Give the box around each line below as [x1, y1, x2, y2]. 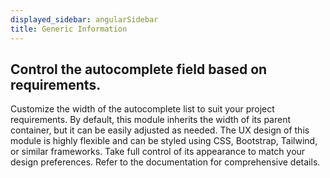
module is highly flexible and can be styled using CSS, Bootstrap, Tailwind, [10, 135, 318, 147]
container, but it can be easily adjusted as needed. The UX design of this [10, 124, 310, 136]
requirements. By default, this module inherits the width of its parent [10, 114, 292, 126]
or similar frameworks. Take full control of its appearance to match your [10, 146, 306, 158]
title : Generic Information [10, 24, 128, 34]
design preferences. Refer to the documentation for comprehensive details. [10, 156, 321, 168]
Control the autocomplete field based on [10, 61, 268, 78]
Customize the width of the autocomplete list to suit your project [10, 103, 275, 115]
